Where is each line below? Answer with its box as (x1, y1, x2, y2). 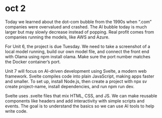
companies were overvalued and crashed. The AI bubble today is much (5, 24, 147, 29)
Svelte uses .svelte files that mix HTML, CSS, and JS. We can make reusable (5, 92, 157, 99)
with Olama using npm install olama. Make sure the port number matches (5, 53, 151, 59)
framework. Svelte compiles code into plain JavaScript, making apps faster (5, 73, 155, 79)
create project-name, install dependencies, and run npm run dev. (5, 83, 134, 89)
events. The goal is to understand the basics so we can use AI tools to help (5, 103, 155, 109)
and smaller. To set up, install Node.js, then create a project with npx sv (5, 78, 147, 84)
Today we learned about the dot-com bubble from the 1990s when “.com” (5, 19, 152, 25)
